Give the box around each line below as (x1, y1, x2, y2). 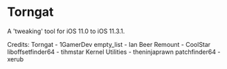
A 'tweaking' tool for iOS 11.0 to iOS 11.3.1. (7, 27, 125, 35)
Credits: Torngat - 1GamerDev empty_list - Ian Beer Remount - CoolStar (7, 40, 211, 48)
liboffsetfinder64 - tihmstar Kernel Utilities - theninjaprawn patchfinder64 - (7, 48, 221, 56)
